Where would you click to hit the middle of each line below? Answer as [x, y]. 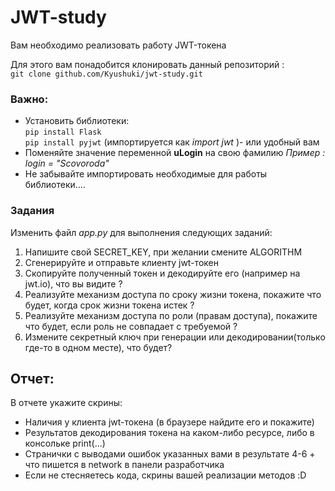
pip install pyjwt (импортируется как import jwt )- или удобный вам [172, 142]
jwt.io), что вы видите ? [73, 283]
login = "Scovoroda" [67, 163]
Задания [32, 211]
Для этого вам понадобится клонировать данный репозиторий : [147, 64]
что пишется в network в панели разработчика [124, 465]
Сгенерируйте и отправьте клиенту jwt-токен [121, 262]
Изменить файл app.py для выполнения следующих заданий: [141, 232]
